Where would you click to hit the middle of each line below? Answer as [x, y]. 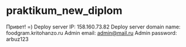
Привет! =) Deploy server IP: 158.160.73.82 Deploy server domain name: [93, 27]
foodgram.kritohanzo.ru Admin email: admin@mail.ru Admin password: [92, 32]
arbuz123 [17, 39]
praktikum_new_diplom [64, 11]
